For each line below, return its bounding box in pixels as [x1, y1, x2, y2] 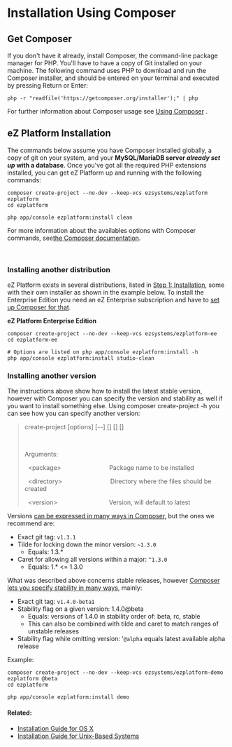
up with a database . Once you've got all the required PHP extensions [7, 161, 207, 169]
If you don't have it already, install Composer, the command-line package [7, 51, 218, 60]
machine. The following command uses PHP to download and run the [7, 67, 207, 74]
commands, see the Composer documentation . [7, 234, 141, 242]
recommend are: [7, 519, 55, 527]
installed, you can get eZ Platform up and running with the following [7, 168, 203, 177]
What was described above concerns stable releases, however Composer [7, 577, 220, 585]
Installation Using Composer [7, 5, 176, 21]
